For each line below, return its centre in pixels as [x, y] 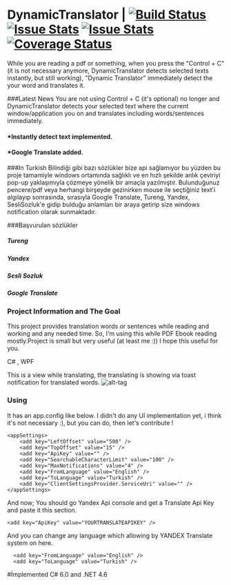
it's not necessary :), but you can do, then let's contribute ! [90, 423]
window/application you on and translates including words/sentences [106, 113]
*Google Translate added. [46, 153]
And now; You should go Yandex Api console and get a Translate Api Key [111, 502]
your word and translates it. [46, 85]
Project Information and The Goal [64, 311]
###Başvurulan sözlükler [42, 225]
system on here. [30, 543]
